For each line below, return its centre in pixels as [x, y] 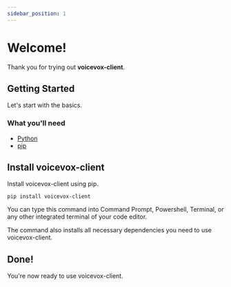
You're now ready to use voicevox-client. [65, 276]
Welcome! [37, 47]
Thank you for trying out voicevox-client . [66, 67]
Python [27, 138]
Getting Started [41, 88]
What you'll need [36, 123]
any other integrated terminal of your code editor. [77, 217]
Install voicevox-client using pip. [53, 184]
